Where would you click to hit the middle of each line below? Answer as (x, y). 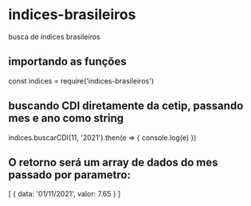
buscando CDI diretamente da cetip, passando (126, 106)
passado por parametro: (70, 175)
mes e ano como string (66, 118)
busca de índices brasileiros (55, 37)
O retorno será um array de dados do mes (113, 162)
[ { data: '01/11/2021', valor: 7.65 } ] (65, 194)
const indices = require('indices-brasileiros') (81, 80)
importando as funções (68, 62)
